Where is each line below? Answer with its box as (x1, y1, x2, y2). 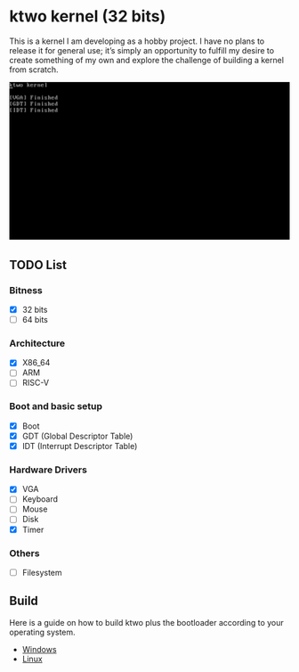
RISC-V (21, 377, 50, 389)
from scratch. (9, 64, 60, 75)
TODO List (9, 257, 67, 273)
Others (9, 546, 40, 559)
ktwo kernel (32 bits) (9, 6, 166, 27)
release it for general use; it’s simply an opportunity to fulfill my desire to (9, 45, 274, 55)
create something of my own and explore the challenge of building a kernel (9, 54, 285, 65)
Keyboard (21, 494, 59, 504)
